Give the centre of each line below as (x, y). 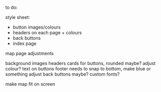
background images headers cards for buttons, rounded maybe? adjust (80, 63)
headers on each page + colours (47, 32)
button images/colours (37, 27)
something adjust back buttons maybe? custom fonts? (63, 74)
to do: (12, 7)
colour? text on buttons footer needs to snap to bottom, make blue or (78, 69)
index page (25, 43)
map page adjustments (29, 53)
